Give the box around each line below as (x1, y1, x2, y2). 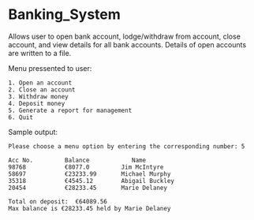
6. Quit (8, 113, 34, 121)
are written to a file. (8, 48, 72, 58)
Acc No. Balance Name (8, 156, 147, 164)
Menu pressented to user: (8, 63, 92, 73)
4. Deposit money (8, 99, 65, 107)
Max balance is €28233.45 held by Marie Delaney (8, 204, 171, 212)
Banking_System (8, 6, 121, 24)
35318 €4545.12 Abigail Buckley (8, 177, 175, 185)
